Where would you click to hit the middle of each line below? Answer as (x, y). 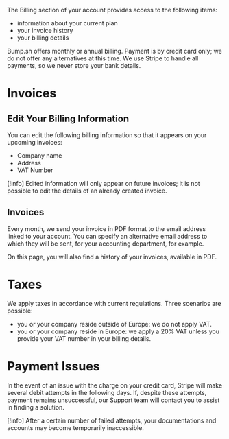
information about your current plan (67, 23)
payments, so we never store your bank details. (74, 66)
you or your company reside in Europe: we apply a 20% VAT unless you (118, 331)
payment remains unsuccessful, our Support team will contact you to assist (113, 400)
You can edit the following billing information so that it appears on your (107, 135)
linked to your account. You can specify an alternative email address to (107, 236)
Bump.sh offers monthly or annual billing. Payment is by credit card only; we (115, 51)
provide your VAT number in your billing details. (84, 338)
